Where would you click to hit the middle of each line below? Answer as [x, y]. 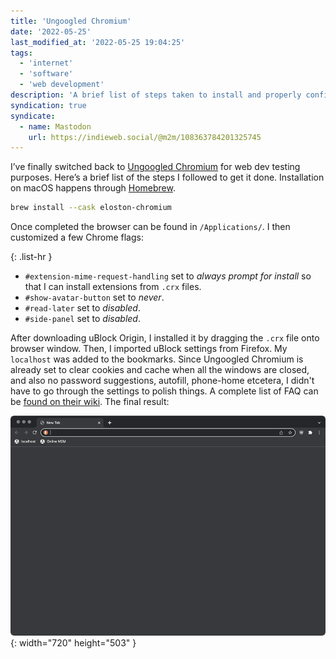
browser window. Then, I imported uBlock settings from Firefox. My [149, 349]
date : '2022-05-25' [51, 31]
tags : [21, 53]
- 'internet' [46, 63]
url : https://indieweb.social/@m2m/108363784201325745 [145, 137]
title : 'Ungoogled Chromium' [71, 21]
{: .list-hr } [31, 257]
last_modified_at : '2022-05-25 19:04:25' [98, 42]
